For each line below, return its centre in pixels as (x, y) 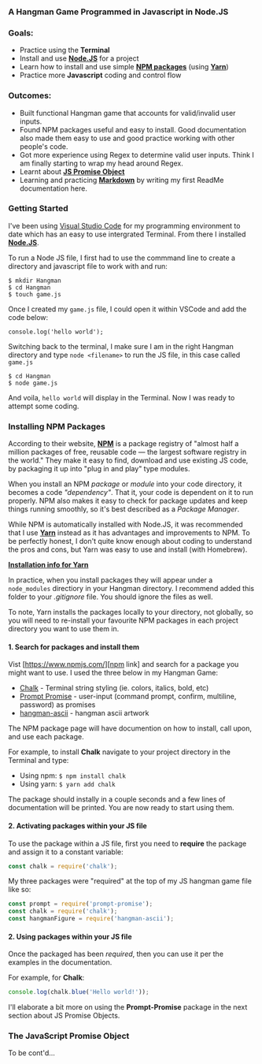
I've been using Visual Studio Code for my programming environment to (124, 225)
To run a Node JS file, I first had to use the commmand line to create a (122, 258)
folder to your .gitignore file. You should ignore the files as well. (111, 597)
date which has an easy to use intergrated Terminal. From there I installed (127, 234)
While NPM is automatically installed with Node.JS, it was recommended (126, 525)
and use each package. (46, 737)
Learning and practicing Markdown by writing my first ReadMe (122, 180)
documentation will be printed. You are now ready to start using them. (121, 808)
